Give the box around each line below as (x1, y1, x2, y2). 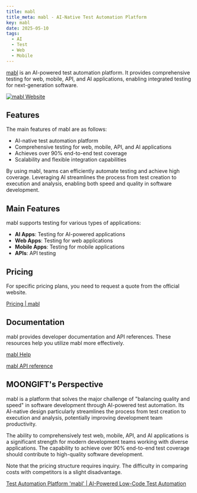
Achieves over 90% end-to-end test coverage (14, 150, 127, 157)
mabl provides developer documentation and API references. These (6, 333, 172, 340)
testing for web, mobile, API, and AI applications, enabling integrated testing (6, 75, 191, 82)
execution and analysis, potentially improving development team (6, 414, 163, 421)
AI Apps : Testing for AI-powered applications (14, 231, 125, 238)
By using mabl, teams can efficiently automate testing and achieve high (6, 167, 180, 175)
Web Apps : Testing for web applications (14, 237, 114, 244)
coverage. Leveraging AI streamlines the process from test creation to (6, 174, 177, 181)
